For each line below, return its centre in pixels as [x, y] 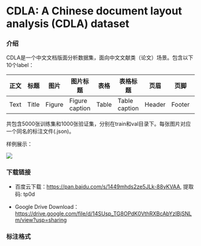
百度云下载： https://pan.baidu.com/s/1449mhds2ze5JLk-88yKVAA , [98, 186]
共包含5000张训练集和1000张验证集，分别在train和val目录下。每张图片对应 [99, 124]
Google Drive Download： [47, 206]
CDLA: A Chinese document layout [94, 11]
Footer [181, 105]
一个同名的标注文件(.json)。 [40, 131]
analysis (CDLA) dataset [68, 24]
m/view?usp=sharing [41, 220]
